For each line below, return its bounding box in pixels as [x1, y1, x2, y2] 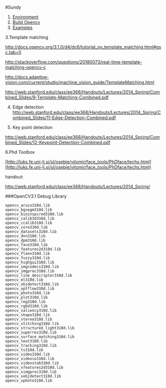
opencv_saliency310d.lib [5, 308, 57, 313]
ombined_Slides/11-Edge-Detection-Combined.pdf [12, 115, 116, 121]
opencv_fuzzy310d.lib [5, 255, 50, 260]
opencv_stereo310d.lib [5, 317, 52, 322]
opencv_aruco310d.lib [5, 203, 50, 208]
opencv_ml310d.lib [5, 277, 43, 282]
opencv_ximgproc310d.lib [5, 369, 57, 374]
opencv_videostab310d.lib [5, 360, 59, 365]
